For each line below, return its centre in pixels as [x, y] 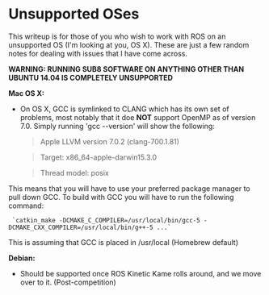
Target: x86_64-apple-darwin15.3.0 [99, 157]
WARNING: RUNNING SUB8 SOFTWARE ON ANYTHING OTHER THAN [126, 69]
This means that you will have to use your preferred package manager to [129, 188]
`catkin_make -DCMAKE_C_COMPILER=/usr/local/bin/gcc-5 [106, 220]
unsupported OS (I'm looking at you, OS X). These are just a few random [129, 44]
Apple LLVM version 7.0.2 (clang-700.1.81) [110, 141]
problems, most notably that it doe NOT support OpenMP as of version [138, 117]
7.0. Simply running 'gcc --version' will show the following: [118, 126]
